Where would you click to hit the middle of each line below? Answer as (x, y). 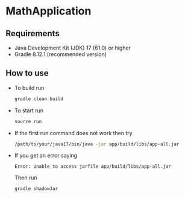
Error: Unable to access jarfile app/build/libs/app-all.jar (93, 167)
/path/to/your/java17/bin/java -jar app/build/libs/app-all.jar (97, 144)
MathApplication (49, 11)
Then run (26, 178)
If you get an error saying (46, 156)
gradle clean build (39, 99)
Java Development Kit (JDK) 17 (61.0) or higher (72, 48)
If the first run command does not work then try (74, 133)
